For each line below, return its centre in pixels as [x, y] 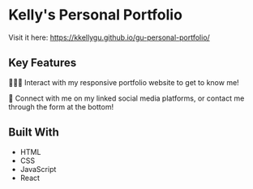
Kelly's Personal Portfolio [95, 15]
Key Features [43, 63]
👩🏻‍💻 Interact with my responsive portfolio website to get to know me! [124, 82]
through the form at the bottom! [61, 106]
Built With [34, 133]
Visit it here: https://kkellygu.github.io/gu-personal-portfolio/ [109, 37]
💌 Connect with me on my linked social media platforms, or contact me [126, 98]
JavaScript [38, 169]
